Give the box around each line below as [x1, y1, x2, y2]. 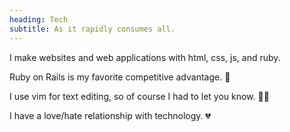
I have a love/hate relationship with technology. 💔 [9, 109, 211, 121]
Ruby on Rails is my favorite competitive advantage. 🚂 [9, 71, 231, 83]
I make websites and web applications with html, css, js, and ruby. [9, 51, 281, 63]
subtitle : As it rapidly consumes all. [9, 24, 176, 34]
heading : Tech [9, 14, 69, 25]
